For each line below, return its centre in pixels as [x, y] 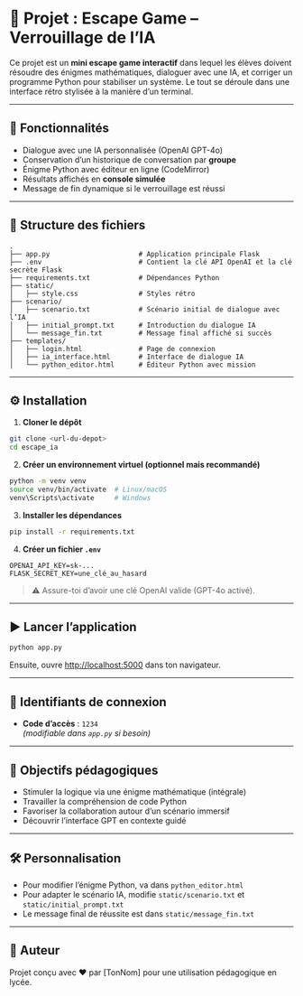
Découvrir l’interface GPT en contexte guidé [104, 820]
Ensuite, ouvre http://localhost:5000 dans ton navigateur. [115, 665]
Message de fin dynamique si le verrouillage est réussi [124, 188]
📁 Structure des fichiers [78, 225]
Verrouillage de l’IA [83, 37]
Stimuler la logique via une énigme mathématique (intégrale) [134, 791]
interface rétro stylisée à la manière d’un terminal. [101, 91]
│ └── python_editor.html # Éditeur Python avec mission [133, 365]
